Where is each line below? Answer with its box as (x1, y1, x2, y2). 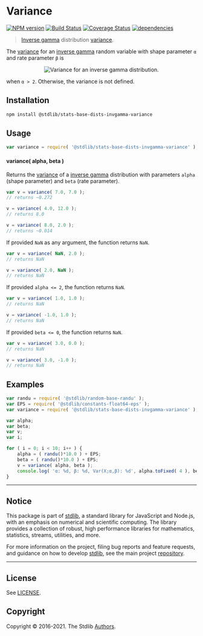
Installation (6, 95, 50, 105)
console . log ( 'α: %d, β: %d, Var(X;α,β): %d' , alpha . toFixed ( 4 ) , (17, 468, 190, 474)
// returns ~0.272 (6, 195, 53, 201)
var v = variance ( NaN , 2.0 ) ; (6, 250, 85, 256)
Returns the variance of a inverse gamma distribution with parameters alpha (6, 171, 195, 178)
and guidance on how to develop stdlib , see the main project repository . (6, 550, 185, 557)
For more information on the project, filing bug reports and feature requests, (6, 543, 195, 551)
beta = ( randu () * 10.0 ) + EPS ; (17, 457, 98, 463)
